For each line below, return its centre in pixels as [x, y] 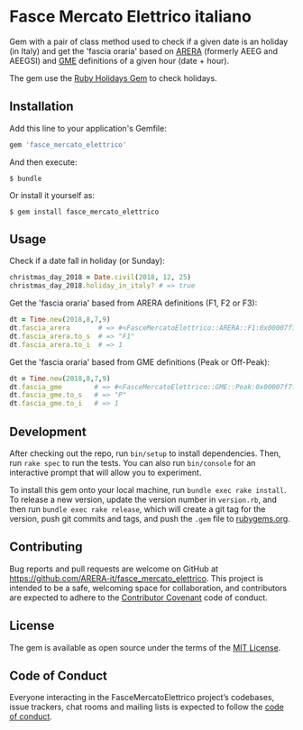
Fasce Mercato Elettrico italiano [131, 17]
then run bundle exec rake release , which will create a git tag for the [138, 509]
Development [48, 431]
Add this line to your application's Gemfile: [88, 128]
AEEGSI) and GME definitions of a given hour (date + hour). [119, 60]
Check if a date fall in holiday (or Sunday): [87, 261]
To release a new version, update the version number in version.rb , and [143, 499]
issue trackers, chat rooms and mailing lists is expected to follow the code [147, 707]
